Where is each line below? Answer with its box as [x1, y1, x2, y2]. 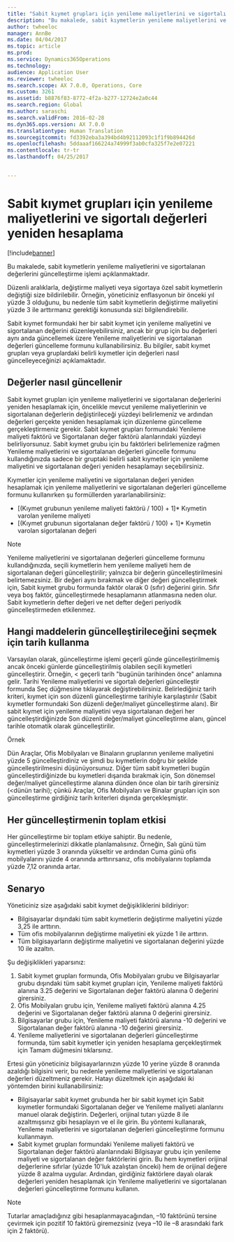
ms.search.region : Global [7, 101, 82, 108]
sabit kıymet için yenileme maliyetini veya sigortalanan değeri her [7, 707, 195, 716]
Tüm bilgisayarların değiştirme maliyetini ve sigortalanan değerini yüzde [17, 937, 224, 945]
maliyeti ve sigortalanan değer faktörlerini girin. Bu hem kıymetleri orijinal [17, 1155, 228, 1164]
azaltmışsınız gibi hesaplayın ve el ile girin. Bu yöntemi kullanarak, [17, 1117, 207, 1127]
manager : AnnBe [7, 29, 52, 37]
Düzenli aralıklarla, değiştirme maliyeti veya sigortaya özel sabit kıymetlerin [7, 283, 223, 291]
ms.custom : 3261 [7, 88, 54, 95]
